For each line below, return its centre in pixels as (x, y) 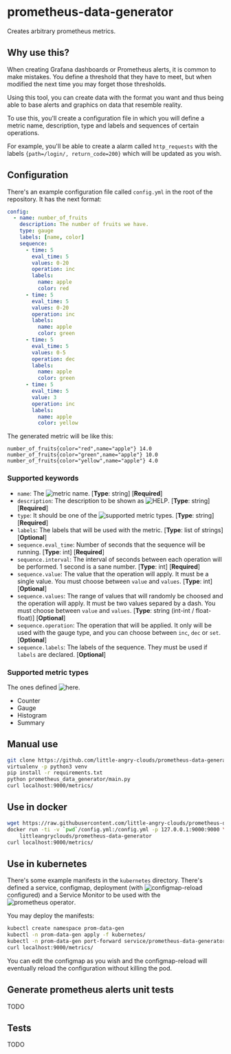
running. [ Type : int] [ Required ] (61, 551)
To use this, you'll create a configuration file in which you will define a (106, 118)
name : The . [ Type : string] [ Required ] (90, 493)
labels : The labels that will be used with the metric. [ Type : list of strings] (120, 530)
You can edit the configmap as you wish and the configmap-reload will (107, 961)
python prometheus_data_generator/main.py (69, 780)
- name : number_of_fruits (51, 218)
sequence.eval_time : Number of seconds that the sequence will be (111, 545)
